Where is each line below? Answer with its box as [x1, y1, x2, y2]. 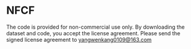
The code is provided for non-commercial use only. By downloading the [6, 23, 185, 30]
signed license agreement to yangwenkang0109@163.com [6, 36, 152, 43]
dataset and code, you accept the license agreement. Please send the [6, 29, 181, 36]
